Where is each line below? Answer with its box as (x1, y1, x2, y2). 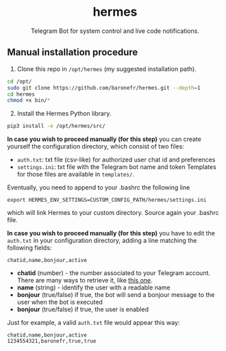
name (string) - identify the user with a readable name (16, 283, 171, 291)
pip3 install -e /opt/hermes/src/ (7, 122, 106, 130)
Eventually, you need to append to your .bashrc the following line (7, 183, 190, 192)
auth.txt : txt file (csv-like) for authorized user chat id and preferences (16, 155, 216, 164)
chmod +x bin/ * (7, 97, 51, 104)
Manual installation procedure (7, 47, 138, 58)
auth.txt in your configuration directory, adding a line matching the (7, 237, 197, 245)
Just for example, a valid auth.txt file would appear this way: (7, 319, 180, 327)
